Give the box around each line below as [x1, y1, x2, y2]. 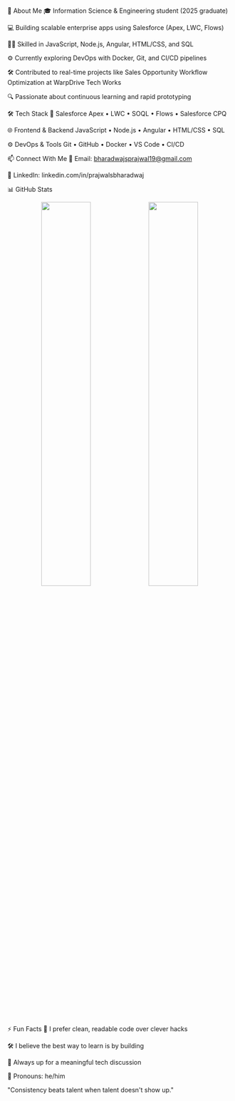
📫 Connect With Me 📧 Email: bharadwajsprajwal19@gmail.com [7, 155, 192, 162]
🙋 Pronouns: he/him [7, 1072, 66, 1080]
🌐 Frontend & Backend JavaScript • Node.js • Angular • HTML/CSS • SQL [7, 126, 226, 134]
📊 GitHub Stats [7, 185, 53, 193]
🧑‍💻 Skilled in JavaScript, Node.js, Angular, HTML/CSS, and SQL [7, 40, 194, 48]
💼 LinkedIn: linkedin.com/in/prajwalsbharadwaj [7, 171, 145, 179]
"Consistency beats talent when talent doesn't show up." [7, 1086, 174, 1094]
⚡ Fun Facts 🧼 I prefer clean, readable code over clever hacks [7, 1025, 188, 1033]
